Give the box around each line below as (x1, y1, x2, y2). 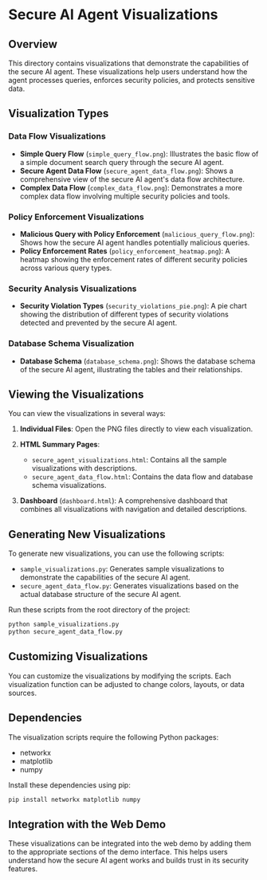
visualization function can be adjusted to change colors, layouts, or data (8, 679, 245, 689)
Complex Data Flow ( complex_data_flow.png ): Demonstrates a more (19, 183, 243, 192)
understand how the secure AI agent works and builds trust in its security (8, 855, 249, 866)
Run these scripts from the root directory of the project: (8, 605, 190, 615)
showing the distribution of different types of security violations (19, 309, 229, 320)
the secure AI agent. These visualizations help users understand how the (8, 67, 248, 77)
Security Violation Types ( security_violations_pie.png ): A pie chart (19, 301, 247, 311)
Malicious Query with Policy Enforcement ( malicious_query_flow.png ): (19, 229, 255, 238)
